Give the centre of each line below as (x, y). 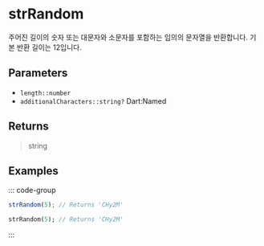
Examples (33, 171)
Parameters (38, 73)
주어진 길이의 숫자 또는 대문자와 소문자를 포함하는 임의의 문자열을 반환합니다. (128, 37)
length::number (45, 93)
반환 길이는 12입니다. (49, 47)
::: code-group (32, 191)
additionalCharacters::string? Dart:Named (93, 100)
